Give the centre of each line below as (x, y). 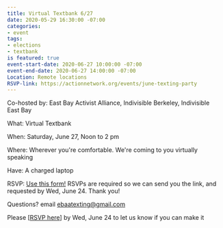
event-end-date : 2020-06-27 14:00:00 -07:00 (71, 71)
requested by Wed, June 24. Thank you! (64, 191)
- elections (24, 45)
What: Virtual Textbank (39, 123)
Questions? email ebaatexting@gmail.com (66, 204)
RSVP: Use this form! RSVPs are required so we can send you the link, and (112, 184)
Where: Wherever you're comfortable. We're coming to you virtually (103, 150)
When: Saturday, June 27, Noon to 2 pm (63, 137)
